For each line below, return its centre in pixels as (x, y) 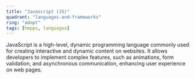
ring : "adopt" (24, 22)
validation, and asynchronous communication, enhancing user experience (96, 64)
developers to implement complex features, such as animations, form (90, 57)
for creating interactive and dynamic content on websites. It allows (87, 51)
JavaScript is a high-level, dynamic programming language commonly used (98, 45)
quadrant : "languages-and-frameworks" (54, 17)
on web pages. (24, 70)
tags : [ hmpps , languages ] (38, 28)
